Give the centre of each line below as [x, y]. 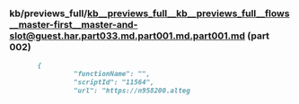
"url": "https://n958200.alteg [132, 91]
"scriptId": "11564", [114, 82]
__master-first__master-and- [74, 24]
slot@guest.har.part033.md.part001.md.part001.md [127, 36]
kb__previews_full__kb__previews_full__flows [188, 13]
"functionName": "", [112, 74]
